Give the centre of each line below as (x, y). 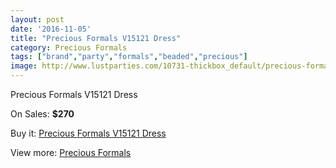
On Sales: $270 (42, 114)
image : (24, 66)
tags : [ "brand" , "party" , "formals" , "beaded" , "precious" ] (129, 57)
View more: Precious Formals (71, 152)
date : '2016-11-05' (51, 29)
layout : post (37, 19)
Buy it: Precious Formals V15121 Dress (88, 133)
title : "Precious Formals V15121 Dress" (96, 38)
